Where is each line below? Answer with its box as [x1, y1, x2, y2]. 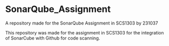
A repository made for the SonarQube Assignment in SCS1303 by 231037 [5, 20, 158, 26]
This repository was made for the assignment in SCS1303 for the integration [5, 29, 164, 35]
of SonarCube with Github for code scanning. [5, 35, 100, 41]
